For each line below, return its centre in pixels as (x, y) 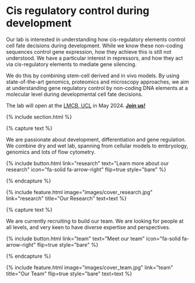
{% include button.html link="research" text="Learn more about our (88, 163)
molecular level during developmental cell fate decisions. (74, 94)
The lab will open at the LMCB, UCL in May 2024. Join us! (76, 105)
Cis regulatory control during (78, 11)
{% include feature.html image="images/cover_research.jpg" (79, 192)
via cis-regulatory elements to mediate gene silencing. (72, 64)
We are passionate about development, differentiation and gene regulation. (96, 139)
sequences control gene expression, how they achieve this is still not (89, 51)
